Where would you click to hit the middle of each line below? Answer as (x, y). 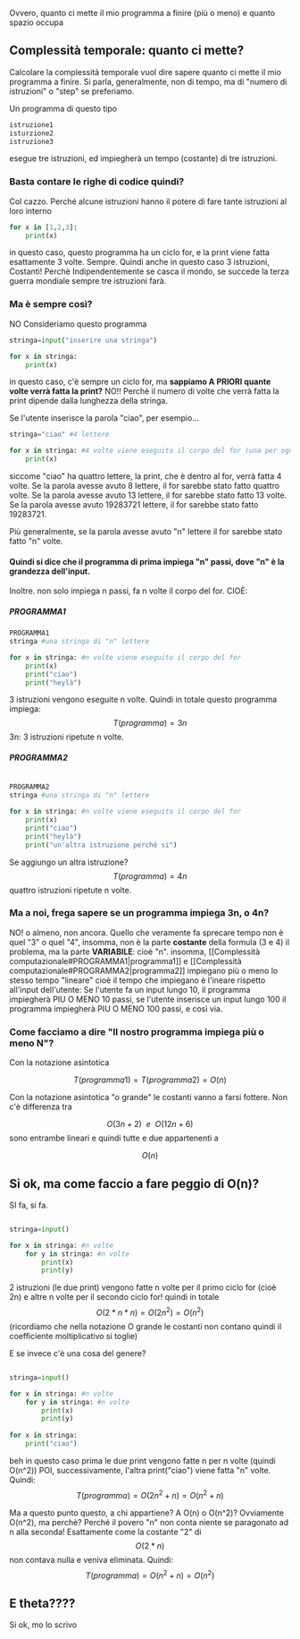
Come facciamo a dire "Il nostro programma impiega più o (137, 1031)
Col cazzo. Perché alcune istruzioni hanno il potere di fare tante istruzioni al (148, 201)
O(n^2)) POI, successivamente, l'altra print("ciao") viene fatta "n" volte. (140, 1470)
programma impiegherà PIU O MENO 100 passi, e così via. (116, 1008)
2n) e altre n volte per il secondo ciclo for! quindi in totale (114, 1297)
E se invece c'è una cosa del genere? (78, 1353)
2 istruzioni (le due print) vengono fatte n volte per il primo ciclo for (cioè (143, 1287)
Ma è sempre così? (51, 304)
